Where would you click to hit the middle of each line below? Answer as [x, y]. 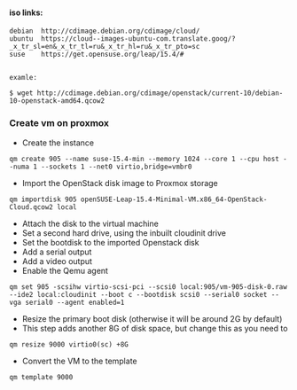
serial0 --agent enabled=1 [75, 302]
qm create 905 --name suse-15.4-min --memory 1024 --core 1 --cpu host [144, 159]
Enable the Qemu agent [65, 270]
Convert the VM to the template [79, 361]
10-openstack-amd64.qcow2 [57, 101]
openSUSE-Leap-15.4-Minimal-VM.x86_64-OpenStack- [174, 199]
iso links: [26, 12]
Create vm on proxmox [59, 123]
